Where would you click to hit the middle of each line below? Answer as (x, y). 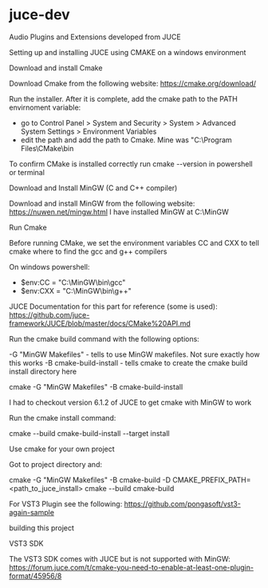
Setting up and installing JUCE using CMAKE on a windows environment (128, 52)
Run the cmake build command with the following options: (104, 338)
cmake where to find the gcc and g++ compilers (88, 251)
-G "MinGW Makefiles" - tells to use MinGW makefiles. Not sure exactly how (134, 354)
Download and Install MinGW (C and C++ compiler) (93, 188)
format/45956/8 (35, 576)
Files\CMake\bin (47, 148)
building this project (42, 528)
